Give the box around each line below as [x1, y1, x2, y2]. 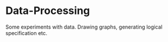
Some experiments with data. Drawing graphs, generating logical [5, 23, 163, 30]
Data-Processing [5, 4, 90, 17]
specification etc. [5, 29, 48, 36]
